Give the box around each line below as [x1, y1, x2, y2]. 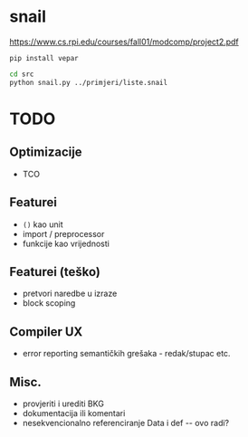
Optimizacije [9, 145, 83, 160]
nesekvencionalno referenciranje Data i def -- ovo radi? [22, 417, 230, 428]
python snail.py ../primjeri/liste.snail [9, 78, 168, 87]
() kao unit [22, 219, 63, 230]
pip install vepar [9, 53, 79, 62]
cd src [9, 70, 34, 79]
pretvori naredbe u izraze [22, 288, 118, 299]
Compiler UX [9, 324, 83, 339]
